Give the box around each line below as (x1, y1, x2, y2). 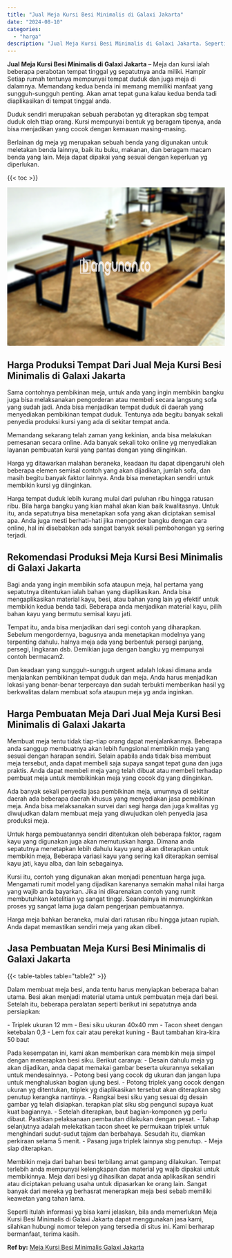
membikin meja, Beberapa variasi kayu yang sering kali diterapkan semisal (7, 852, 219, 860)
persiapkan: (7, 1007, 41, 1016)
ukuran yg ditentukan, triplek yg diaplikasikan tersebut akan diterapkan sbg (7, 1085, 221, 1094)
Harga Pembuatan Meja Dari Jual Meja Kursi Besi (7, 708, 222, 720)
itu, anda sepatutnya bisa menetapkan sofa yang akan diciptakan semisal (7, 509, 215, 517)
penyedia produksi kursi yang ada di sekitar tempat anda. (7, 418, 171, 426)
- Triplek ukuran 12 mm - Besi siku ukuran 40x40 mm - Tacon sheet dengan (7, 1020, 223, 1029)
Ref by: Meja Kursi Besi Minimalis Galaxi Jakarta (7, 1243, 144, 1251)
